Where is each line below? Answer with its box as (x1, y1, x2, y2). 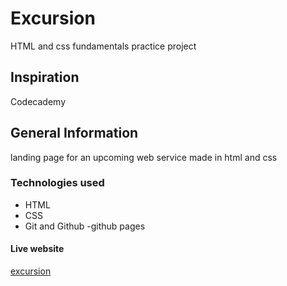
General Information (10, 125, 139, 142)
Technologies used (10, 176, 105, 190)
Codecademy (10, 95, 67, 107)
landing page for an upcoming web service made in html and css (10, 151, 278, 163)
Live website (10, 243, 65, 255)
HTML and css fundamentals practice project (10, 40, 197, 52)
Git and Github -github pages (24, 220, 146, 232)
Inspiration (10, 69, 80, 86)
